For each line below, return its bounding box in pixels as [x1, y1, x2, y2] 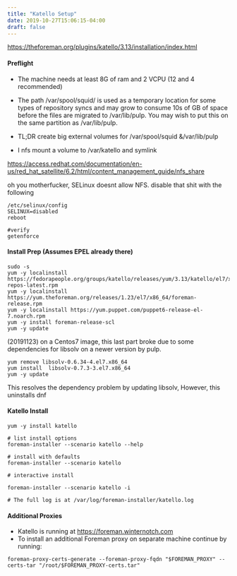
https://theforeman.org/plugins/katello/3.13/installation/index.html [7, 43, 197, 52]
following [7, 188, 34, 196]
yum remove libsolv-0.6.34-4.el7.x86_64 [7, 358, 128, 366]
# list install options [7, 435, 78, 442]
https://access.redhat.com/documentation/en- [7, 160, 142, 168]
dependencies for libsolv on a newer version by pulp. [7, 344, 162, 353]
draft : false [7, 23, 46, 30]
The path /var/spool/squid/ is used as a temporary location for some [17, 96, 217, 104]
